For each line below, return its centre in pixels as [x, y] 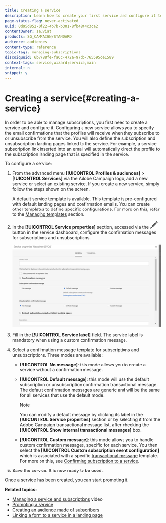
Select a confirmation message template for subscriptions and [76, 350]
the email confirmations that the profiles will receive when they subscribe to [82, 133]
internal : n [17, 68]
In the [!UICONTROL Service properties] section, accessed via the [81, 227]
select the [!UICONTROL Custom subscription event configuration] [89, 450]
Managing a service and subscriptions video [57, 499]
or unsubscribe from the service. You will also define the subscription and [80, 138]
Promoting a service [33, 505]
